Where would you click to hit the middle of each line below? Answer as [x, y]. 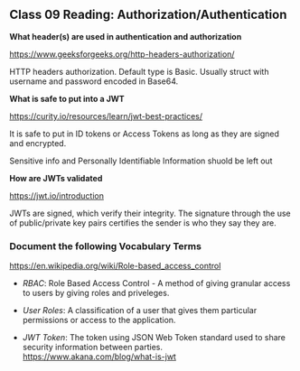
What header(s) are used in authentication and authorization [126, 36]
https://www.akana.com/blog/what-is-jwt [99, 357]
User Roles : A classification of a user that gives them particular [140, 311]
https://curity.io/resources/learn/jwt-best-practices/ [106, 116]
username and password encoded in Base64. [94, 81]
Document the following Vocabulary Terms [105, 246]
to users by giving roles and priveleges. [96, 293]
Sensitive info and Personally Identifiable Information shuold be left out [141, 161]
